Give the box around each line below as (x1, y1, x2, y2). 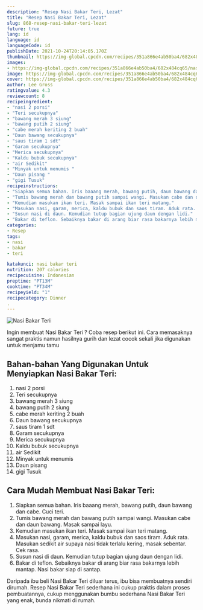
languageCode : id (7, 43, 51, 49)
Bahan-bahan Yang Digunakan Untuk (7, 359, 149, 369)
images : (7, 59, 27, 65)
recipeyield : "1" (7, 289, 51, 295)
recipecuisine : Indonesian (7, 272, 75, 278)
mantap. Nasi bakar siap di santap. (15, 565, 102, 573)
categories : (7, 222, 37, 228)
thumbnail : (7, 54, 34, 60)
